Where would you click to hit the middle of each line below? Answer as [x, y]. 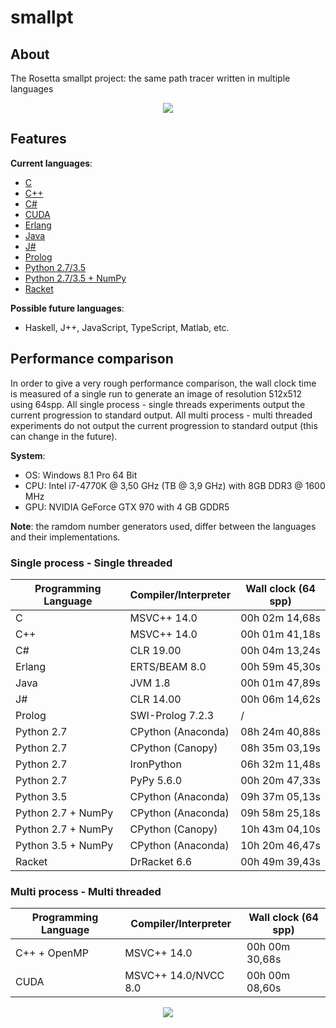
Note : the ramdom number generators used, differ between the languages [163, 526]
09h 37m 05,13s [280, 796]
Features [38, 139]
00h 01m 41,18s [280, 634]
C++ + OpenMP [52, 953]
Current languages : [51, 163]
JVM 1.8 [150, 683]
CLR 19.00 [155, 650]
